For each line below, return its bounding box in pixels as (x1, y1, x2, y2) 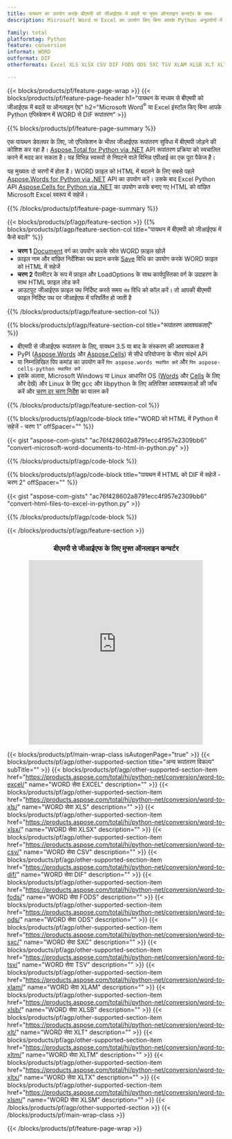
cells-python (17, 365, 55, 373)
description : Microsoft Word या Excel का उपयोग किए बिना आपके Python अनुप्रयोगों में (7, 17, 223, 24)
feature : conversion (7, 42, 67, 49)
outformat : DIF (7, 55, 51, 62)
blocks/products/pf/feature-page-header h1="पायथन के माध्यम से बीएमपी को (7, 94, 204, 102)
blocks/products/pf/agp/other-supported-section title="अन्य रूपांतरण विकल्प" (7, 757, 215, 766)
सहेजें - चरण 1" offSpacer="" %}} (7, 422, 95, 431)
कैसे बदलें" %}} (7, 233, 43, 241)
